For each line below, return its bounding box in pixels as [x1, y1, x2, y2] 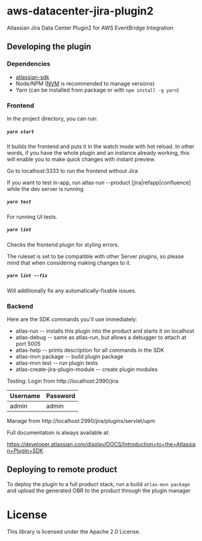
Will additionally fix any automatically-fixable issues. [7, 287, 137, 294]
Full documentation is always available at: [7, 429, 110, 436]
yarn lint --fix [7, 273, 48, 279]
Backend [7, 302, 34, 310]
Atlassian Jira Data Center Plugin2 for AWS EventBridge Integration [7, 24, 174, 31]
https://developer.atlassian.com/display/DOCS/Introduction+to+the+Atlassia [7, 441, 196, 448]
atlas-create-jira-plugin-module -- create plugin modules [15, 366, 158, 373]
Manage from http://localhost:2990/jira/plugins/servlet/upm [7, 417, 156, 425]
